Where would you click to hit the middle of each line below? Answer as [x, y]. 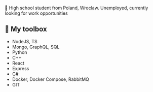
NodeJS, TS [25, 41]
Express [21, 68]
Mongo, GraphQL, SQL [36, 47]
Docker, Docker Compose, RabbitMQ [51, 79]
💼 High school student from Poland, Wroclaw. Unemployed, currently [76, 8]
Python [20, 52]
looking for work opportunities [36, 13]
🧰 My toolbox [26, 29]
